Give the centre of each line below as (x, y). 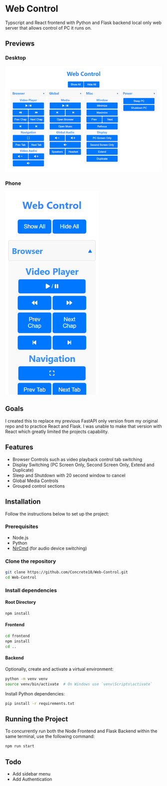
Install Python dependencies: (35, 693)
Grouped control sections (38, 486)
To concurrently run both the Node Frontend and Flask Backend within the (81, 731)
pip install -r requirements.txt (40, 703)
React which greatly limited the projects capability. (57, 432)
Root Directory (21, 602)
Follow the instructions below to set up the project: (57, 514)
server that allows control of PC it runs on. (49, 28)
